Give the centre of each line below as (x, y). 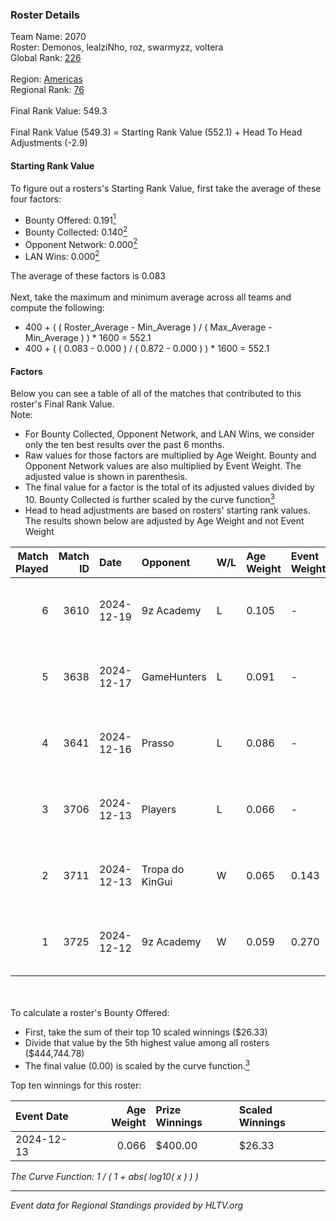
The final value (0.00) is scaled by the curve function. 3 (137, 1065)
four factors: (36, 199)
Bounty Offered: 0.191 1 (70, 219)
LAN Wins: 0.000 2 (62, 256)
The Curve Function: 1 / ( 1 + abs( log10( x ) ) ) (104, 1176)
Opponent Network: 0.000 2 (81, 243)
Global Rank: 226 (46, 58)
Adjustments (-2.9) (49, 143)
